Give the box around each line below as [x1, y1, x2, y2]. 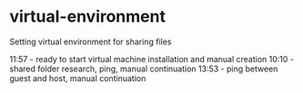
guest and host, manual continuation [9, 72, 146, 83]
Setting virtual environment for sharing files [9, 36, 172, 47]
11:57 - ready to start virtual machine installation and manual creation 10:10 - [9, 53, 294, 64]
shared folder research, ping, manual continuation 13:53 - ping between [9, 63, 278, 74]
